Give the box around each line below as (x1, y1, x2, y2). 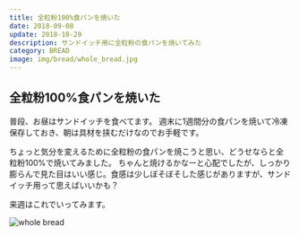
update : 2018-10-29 (9, 30, 82, 39)
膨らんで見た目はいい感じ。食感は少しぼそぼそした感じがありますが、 (9, 168, 269, 179)
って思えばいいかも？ (39, 179, 119, 190)
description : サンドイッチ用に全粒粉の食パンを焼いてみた (9, 38, 202, 48)
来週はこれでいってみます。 (9, 198, 110, 209)
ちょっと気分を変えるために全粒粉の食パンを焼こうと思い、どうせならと (9, 145, 277, 157)
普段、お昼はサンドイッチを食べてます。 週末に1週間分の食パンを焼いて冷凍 (9, 116, 288, 127)
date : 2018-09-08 (9, 22, 74, 31)
